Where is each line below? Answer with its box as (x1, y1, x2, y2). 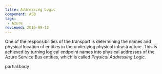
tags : (5, 16, 16, 21)
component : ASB (5, 12, 36, 17)
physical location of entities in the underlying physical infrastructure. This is (5, 44, 158, 50)
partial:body (5, 64, 29, 70)
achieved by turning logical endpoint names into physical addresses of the (5, 49, 155, 55)
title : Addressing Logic (5, 7, 56, 12)
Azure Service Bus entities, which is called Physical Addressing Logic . (5, 54, 146, 60)
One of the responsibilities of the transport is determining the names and (5, 38, 151, 44)
